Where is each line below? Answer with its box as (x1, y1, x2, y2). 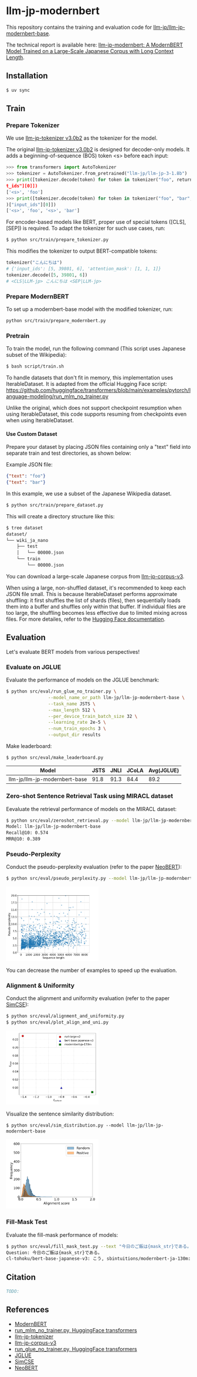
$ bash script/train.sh (6, 363, 64, 369)
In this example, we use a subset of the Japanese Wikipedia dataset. (6, 490, 172, 497)
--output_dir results (47, 732, 101, 738)
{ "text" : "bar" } (6, 479, 46, 485)
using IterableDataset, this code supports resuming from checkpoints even (6, 411, 186, 418)
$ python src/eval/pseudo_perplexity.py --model (6, 876, 127, 882)
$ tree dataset (6, 525, 43, 531)
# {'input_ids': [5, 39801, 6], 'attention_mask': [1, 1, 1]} (6, 266, 161, 272)
